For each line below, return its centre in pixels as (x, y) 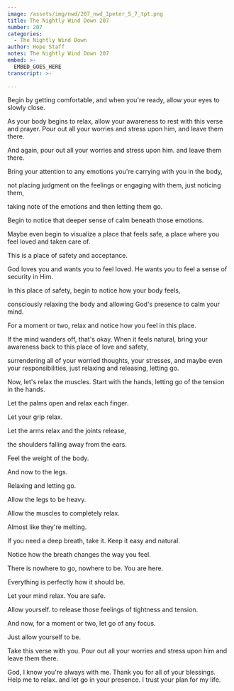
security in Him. (30, 277)
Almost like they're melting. (47, 527)
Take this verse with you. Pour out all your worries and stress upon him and (117, 651)
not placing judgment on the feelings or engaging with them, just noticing (114, 185)
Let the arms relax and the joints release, (67, 431)
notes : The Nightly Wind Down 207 (58, 54)
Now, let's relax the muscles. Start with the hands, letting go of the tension (116, 382)
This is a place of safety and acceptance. (68, 256)
